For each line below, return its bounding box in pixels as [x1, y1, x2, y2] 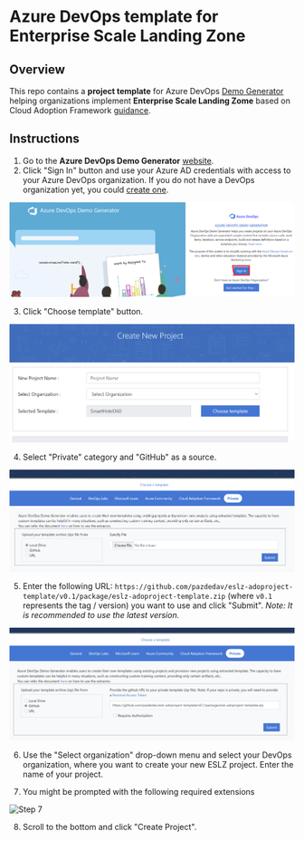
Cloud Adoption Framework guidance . [9, 105, 151, 115]
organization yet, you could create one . [22, 184, 169, 195]
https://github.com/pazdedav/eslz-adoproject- [114, 582, 294, 591]
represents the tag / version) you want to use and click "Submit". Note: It [22, 600, 293, 611]
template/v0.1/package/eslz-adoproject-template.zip [22, 592, 226, 601]
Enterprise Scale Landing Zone [9, 25, 246, 46]
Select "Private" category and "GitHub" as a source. [22, 451, 217, 463]
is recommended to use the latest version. [22, 609, 180, 620]
